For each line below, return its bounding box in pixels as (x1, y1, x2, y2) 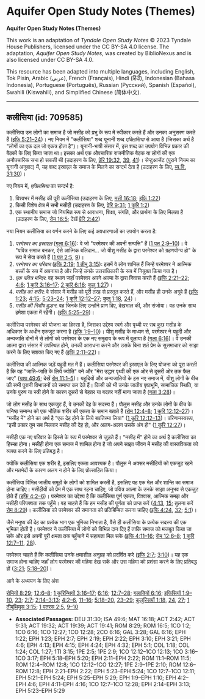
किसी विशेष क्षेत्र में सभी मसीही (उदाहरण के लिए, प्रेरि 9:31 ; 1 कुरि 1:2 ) (15, 201, 150, 209)
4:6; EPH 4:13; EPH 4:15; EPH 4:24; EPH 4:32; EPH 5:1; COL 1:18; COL (15, 641, 190, 649)
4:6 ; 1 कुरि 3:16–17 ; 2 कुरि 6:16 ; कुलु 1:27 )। (15, 281, 113, 289)
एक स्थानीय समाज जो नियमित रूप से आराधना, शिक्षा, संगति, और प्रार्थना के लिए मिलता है (15, 208, 184, 216)
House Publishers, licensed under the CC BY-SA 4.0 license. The (6, 43, 170, 50)
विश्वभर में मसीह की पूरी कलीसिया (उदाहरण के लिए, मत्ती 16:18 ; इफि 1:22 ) (15, 194, 161, 202)
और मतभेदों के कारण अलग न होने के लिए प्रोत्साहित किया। (6, 466, 118, 474)
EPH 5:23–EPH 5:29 (15, 687, 65, 694)
